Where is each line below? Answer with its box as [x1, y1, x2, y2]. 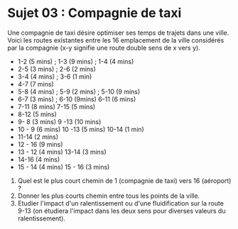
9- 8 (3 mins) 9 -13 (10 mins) [17, 117, 102, 125]
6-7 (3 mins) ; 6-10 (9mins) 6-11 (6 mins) [17, 94, 136, 104]
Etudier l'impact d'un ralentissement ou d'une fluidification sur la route [17, 199, 224, 207]
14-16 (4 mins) [17, 155, 60, 164]
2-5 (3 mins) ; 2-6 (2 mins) [17, 65, 96, 73]
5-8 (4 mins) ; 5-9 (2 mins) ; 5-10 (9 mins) [17, 87, 141, 96]
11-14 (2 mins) [17, 133, 59, 141]
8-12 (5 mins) [17, 110, 57, 118]
